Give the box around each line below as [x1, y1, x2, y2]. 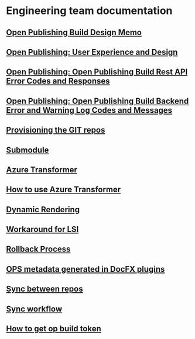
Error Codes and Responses [6, 76, 110, 86]
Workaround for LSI [6, 224, 79, 234]
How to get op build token [6, 324, 101, 334]
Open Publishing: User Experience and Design [6, 47, 178, 57]
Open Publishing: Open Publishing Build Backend [6, 96, 189, 106]
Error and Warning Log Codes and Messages [6, 105, 173, 115]
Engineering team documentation [6, 4, 173, 18]
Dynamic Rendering [6, 205, 80, 215]
